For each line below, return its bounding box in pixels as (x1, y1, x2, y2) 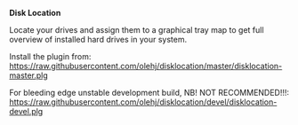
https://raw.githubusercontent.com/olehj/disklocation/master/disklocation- (9, 61, 283, 71)
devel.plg (9, 106, 44, 116)
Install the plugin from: (9, 51, 92, 61)
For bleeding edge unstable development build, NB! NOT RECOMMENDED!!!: (9, 88, 290, 98)
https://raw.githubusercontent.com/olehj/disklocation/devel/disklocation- (9, 97, 278, 107)
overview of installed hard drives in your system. (9, 35, 188, 44)
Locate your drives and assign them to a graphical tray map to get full (9, 25, 264, 35)
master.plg (9, 70, 49, 81)
